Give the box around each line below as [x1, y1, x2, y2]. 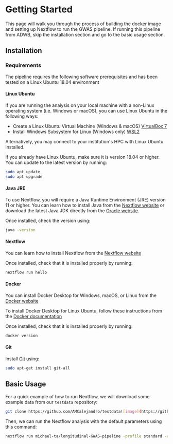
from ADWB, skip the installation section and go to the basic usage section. [5, 31, 165, 38]
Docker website [5, 298, 39, 304]
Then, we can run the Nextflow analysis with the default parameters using [5, 418, 162, 424]
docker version [5, 333, 38, 338]
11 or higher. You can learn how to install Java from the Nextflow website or [5, 202, 165, 208]
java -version [5, 227, 36, 232]
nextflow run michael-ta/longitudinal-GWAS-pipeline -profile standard [5, 433, 162, 439]
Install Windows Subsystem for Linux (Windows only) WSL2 [12, 128, 140, 135]
